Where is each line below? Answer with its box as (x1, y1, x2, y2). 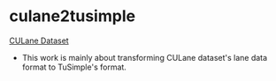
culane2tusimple (9, 6, 135, 26)
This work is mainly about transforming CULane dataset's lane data (21, 52, 268, 63)
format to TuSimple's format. (21, 62, 126, 72)
